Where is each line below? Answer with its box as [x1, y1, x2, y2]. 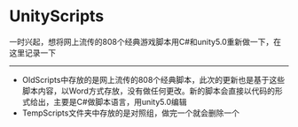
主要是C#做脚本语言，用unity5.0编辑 [52, 96, 187, 107]
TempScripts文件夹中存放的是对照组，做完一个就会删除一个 [21, 108, 239, 118]
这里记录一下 [9, 47, 56, 58]
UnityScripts [9, 6, 105, 26]
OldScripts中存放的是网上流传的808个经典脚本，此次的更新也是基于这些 [21, 74, 286, 85]
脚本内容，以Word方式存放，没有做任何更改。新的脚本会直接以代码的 [21, 86, 275, 96]
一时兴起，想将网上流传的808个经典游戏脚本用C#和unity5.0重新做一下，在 [9, 36, 282, 47]
